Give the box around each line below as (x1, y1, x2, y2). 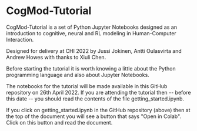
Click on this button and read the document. (6, 119, 113, 126)
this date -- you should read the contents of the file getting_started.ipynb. (6, 95, 184, 102)
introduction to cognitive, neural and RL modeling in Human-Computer (6, 29, 176, 36)
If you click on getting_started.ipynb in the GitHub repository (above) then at (6, 106, 191, 113)
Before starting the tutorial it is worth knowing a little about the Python (6, 65, 176, 72)
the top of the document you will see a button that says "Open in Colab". (6, 113, 181, 120)
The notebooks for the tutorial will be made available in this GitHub (6, 82, 168, 89)
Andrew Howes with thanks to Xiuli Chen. (6, 53, 106, 61)
